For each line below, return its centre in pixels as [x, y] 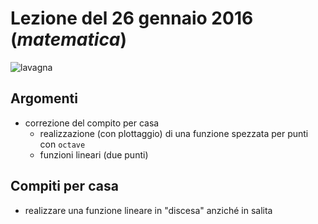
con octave [62, 144]
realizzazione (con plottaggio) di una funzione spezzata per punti [174, 133]
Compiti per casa [64, 186]
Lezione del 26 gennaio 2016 [132, 18]
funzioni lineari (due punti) [94, 154]
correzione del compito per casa [92, 123]
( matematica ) [69, 39]
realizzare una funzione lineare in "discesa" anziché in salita [148, 210]
